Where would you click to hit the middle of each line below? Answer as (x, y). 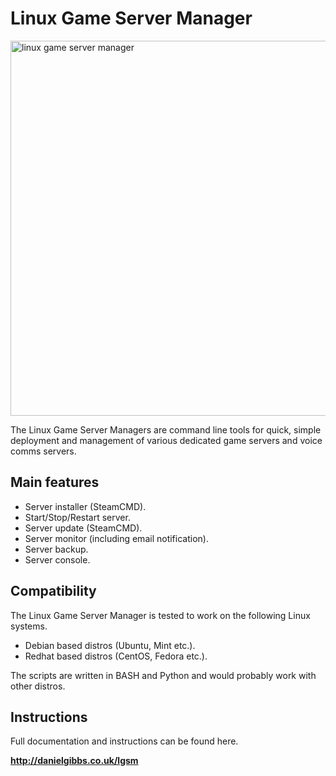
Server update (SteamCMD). (83, 528)
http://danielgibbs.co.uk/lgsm (74, 761)
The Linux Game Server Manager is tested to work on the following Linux (160, 615)
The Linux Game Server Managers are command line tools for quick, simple (166, 429)
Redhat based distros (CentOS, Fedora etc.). (116, 656)
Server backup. (56, 549)
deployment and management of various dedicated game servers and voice (166, 440)
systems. (29, 626)
